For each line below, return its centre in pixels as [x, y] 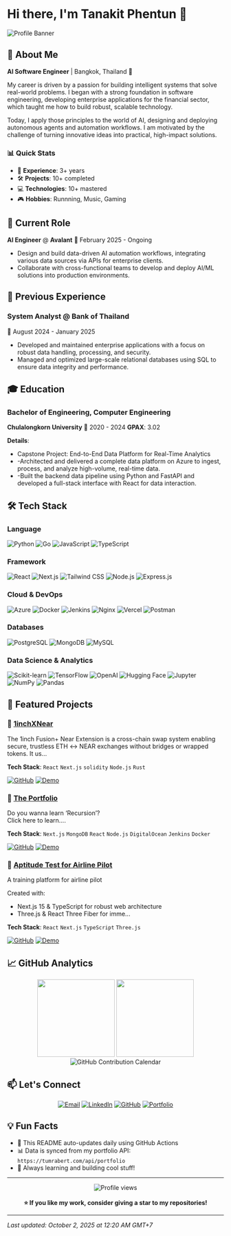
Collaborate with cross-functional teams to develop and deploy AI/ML [115, 267]
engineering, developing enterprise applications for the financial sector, [108, 99]
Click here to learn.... [37, 821]
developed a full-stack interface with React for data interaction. [107, 483]
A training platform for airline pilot [55, 880]
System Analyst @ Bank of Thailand [68, 316]
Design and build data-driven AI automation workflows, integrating [111, 253]
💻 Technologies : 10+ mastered [62, 189]
